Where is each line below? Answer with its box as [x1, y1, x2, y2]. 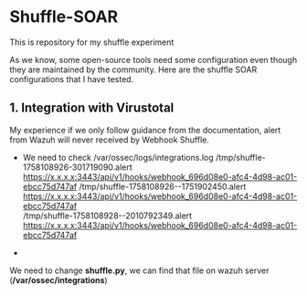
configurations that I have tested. [9, 73, 134, 84]
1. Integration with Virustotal [9, 100, 175, 116]
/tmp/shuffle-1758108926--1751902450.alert [79, 181, 247, 192]
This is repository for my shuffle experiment [9, 37, 175, 47]
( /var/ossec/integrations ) [9, 274, 108, 285]
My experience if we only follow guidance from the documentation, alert [9, 124, 281, 135]
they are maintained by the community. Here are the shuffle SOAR [9, 64, 258, 75]
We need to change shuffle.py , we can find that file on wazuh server [9, 265, 270, 276]
